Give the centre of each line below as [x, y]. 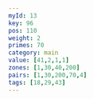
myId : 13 [23, 16]
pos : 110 [23, 30]
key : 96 [21, 23]
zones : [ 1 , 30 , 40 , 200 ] [44, 68]
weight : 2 [25, 38]
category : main [33, 53]
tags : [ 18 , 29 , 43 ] [37, 82]
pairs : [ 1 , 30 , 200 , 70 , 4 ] [48, 75]
